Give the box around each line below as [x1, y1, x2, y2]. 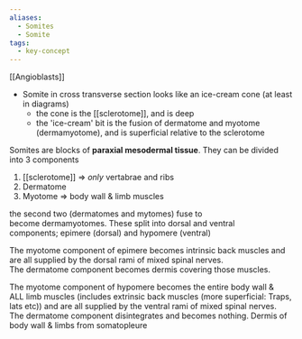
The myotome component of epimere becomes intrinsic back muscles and [9, 245, 286, 256]
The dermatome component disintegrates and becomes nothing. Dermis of [9, 310, 288, 321]
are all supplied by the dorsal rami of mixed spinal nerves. [9, 254, 224, 266]
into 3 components [9, 154, 79, 165]
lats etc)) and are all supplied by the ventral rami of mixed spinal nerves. [9, 301, 278, 312]
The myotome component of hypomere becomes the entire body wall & [9, 281, 275, 293]
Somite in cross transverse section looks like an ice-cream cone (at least [22, 89, 293, 100]
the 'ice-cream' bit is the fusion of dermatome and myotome [35, 118, 261, 129]
